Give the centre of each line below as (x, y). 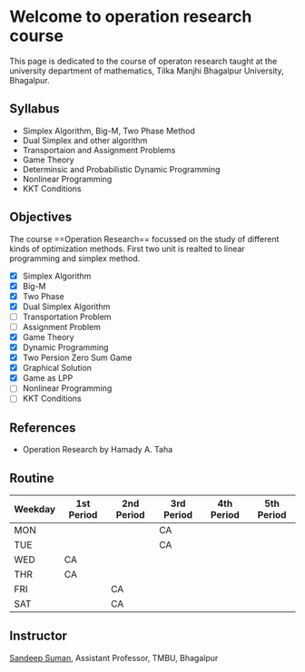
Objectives (41, 217)
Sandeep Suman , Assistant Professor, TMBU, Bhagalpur (114, 657)
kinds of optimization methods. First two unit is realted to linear (127, 248)
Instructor (39, 636)
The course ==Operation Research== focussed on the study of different (144, 239)
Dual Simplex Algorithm (66, 307)
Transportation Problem (67, 317)
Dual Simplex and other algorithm (85, 140)
